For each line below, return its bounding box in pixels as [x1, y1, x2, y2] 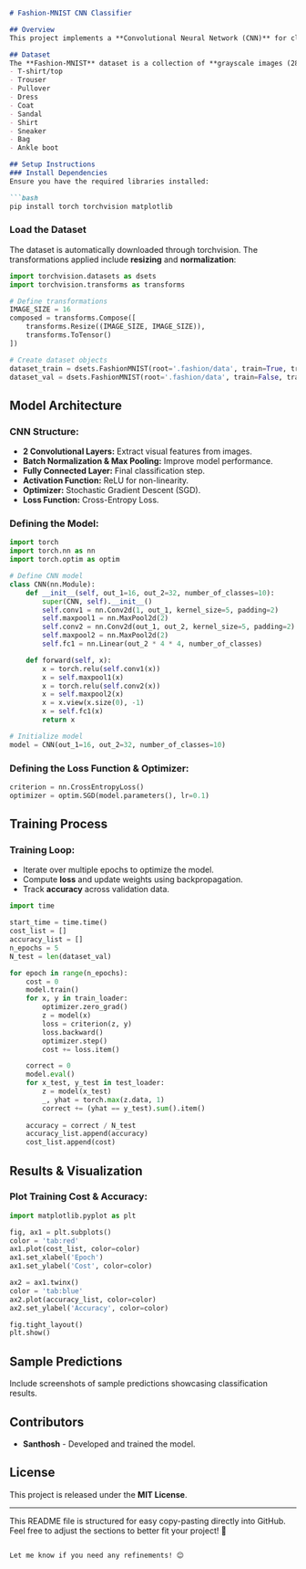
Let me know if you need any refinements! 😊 [9, 1551, 184, 1560]
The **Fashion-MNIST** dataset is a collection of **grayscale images [9, 58, 283, 68]
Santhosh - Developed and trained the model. [22, 1438, 196, 1449]
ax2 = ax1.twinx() [9, 1279, 79, 1288]
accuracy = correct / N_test [25, 1121, 137, 1130]
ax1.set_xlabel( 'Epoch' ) [9, 1253, 104, 1262]
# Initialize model [9, 732, 84, 741]
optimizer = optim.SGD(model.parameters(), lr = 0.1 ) [9, 791, 209, 800]
